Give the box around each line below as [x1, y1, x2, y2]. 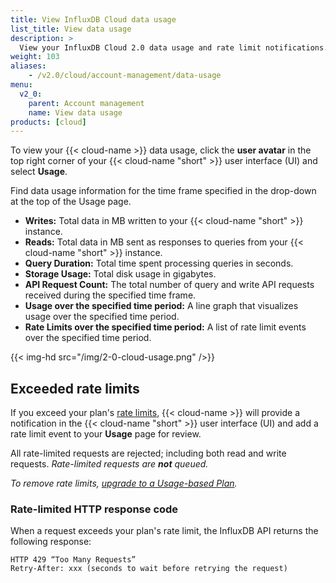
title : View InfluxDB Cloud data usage [10, 14, 177, 25]
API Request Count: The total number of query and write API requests [24, 279, 315, 291]
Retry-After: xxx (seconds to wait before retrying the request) [10, 564, 288, 574]
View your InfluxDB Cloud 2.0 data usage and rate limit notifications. [19, 42, 329, 53]
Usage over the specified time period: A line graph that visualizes [24, 300, 299, 312]
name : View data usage [28, 107, 123, 118]
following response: [10, 536, 92, 548]
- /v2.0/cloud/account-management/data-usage [28, 71, 222, 81]
